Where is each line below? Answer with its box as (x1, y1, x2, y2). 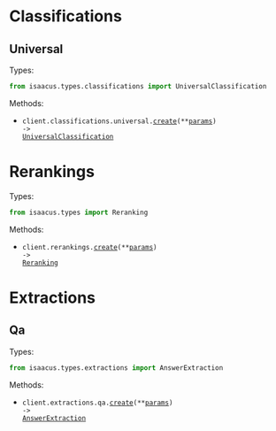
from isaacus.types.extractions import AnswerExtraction (9, 363, 224, 373)
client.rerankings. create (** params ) (21, 242, 157, 251)
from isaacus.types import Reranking (9, 208, 149, 217)
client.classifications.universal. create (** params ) (21, 117, 217, 126)
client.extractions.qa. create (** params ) (21, 398, 173, 407)
